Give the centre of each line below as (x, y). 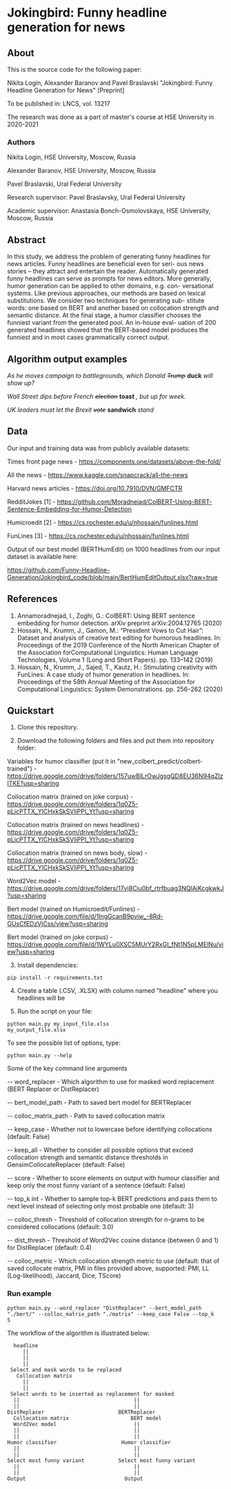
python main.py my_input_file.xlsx (58, 1024)
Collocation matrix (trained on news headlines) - (76, 825)
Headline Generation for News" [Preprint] (66, 90)
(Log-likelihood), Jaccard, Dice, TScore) (64, 1275)
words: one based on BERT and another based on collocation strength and (113, 308)
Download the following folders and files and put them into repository (115, 741)
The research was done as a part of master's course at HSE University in (111, 117)
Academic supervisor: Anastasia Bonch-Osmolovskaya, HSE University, (109, 211)
